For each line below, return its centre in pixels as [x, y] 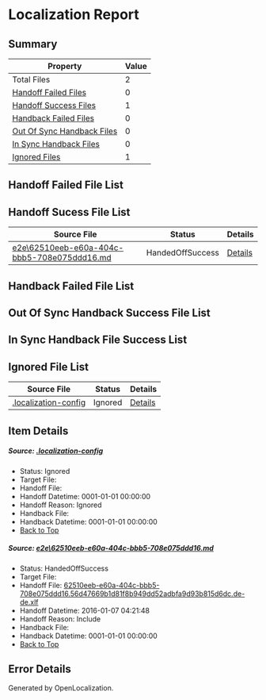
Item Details [38, 431]
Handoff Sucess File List [69, 212]
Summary [33, 44]
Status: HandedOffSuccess [64, 568]
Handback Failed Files [53, 118]
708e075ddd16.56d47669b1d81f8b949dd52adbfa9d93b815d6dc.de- [132, 594]
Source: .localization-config [56, 451]
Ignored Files [36, 157]
